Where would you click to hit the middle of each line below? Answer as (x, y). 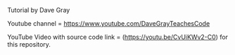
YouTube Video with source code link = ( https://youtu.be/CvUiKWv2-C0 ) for (118, 37)
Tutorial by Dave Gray (39, 10)
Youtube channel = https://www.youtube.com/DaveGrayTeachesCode (109, 23)
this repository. (29, 44)
